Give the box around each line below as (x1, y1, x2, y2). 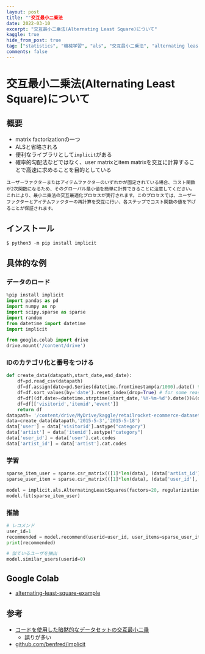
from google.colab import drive (6, 337, 88, 343)
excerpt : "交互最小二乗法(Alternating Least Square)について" (6, 26, 157, 32)
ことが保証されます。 (10, 205, 56, 211)
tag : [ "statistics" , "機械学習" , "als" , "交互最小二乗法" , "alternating (6, 43, 185, 49)
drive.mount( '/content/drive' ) (6, 343, 86, 349)
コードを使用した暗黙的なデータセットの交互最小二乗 (15, 626, 149, 633)
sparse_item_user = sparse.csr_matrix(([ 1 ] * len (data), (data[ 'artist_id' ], (6, 470, 203, 476)
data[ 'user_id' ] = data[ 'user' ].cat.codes (6, 435, 116, 441)
